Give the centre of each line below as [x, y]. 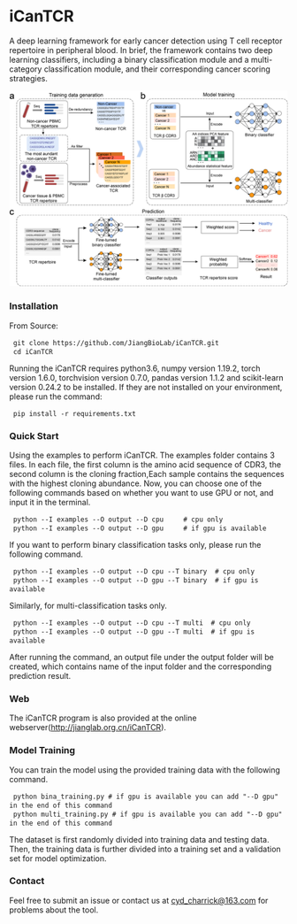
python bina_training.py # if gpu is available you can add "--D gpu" [145, 797]
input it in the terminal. [50, 502]
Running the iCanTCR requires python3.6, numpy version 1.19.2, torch [135, 368]
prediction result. [40, 675]
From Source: [34, 326]
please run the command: [56, 397]
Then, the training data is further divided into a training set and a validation [145, 849]
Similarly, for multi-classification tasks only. [88, 605]
